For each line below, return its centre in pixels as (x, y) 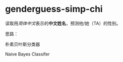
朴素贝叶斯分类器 (23, 44)
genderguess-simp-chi (54, 9)
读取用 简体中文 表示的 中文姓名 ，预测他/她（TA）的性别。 (63, 23)
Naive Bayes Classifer (28, 54)
